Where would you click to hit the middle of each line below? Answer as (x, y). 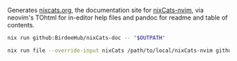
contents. (21, 25)
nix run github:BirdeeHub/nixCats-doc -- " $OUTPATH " (86, 38)
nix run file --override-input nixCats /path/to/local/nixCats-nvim (110, 50)
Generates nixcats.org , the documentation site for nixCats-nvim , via (105, 10)
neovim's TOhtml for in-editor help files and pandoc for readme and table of (117, 18)
